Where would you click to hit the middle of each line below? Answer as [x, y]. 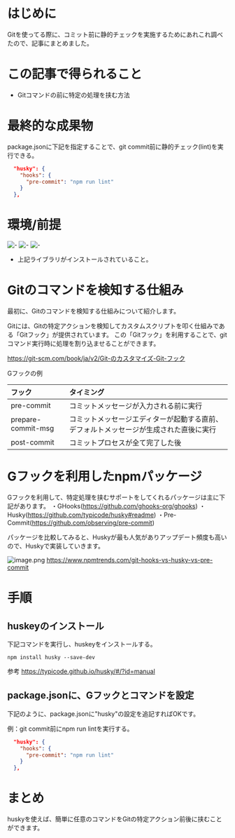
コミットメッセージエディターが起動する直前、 [146, 419]
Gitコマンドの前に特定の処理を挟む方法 [74, 95]
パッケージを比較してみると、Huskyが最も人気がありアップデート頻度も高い [117, 537]
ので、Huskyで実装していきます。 [56, 546]
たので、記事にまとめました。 [50, 43]
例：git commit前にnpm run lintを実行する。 [70, 729]
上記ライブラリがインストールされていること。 [85, 259]
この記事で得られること [75, 74]
